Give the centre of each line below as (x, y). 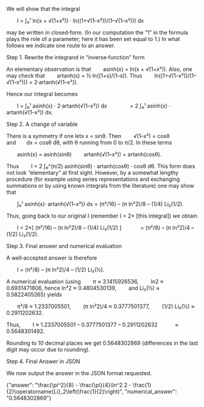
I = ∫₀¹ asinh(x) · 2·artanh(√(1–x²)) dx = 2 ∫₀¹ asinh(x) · (94, 106)
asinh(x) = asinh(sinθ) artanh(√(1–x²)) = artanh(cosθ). (90, 154)
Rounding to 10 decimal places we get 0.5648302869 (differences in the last (102, 343)
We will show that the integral (43, 9)
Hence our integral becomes (42, 94)
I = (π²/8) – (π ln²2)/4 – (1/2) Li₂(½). (61, 269)
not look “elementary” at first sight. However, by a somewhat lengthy (92, 173)
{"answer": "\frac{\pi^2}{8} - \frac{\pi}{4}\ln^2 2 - (69, 385)
